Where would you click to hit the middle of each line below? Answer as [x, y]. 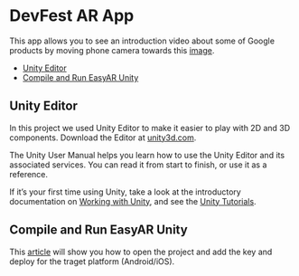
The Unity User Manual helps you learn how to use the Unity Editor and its [147, 155]
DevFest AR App [72, 16]
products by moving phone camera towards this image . [112, 50]
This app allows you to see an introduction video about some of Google [142, 41]
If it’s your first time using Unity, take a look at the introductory [125, 192]
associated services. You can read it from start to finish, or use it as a [138, 165]
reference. [28, 174]
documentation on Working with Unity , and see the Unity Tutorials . [133, 201]
